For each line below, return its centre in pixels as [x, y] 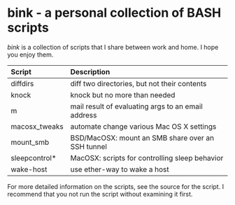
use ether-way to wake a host [120, 169]
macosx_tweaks [37, 126]
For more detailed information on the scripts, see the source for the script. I [116, 186]
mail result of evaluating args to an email [136, 106]
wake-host [29, 169]
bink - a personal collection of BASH [114, 13]
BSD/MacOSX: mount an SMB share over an [142, 138]
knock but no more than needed [123, 94]
